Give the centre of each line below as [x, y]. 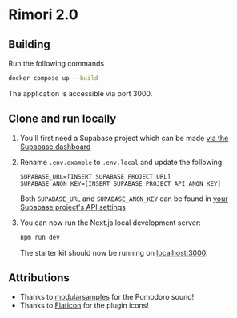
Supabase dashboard [55, 147]
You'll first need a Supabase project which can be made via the [124, 138]
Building [29, 44]
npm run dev [40, 237]
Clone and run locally [62, 119]
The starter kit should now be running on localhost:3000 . [114, 252]
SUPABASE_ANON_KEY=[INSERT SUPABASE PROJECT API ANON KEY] [121, 183]
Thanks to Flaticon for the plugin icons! [84, 305]
